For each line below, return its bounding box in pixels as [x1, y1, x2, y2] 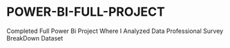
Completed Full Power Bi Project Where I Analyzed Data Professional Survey [6, 27, 224, 35]
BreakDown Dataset [6, 34, 64, 42]
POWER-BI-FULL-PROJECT [6, 4, 165, 20]
